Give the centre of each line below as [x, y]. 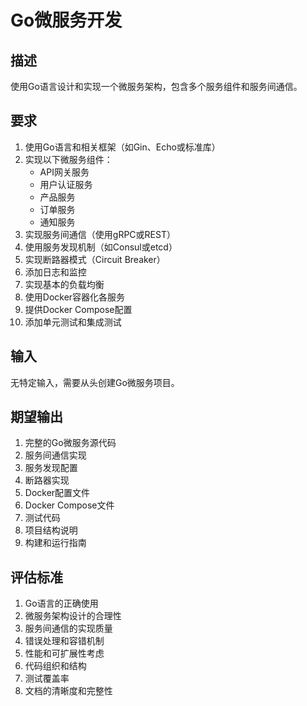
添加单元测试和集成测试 [73, 322]
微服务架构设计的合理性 [73, 616]
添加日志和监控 [55, 272]
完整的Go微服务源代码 [70, 443]
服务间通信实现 [55, 455]
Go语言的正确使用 [61, 603]
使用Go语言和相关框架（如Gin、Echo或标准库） [122, 147]
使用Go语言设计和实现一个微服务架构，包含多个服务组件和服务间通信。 [156, 86]
